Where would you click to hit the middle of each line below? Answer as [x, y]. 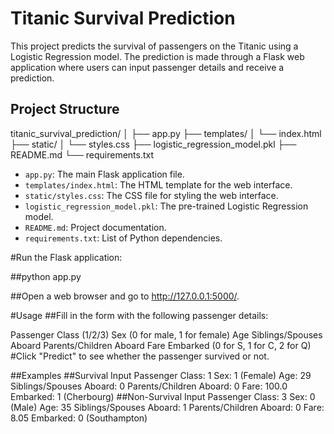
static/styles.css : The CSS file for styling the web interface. [151, 195]
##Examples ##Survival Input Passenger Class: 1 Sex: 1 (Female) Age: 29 [161, 375]
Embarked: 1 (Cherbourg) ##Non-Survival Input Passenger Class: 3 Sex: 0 [163, 396]
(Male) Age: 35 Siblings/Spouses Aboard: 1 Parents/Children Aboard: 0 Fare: [167, 407]
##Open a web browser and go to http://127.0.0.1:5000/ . [125, 296]
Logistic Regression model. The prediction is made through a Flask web [157, 56]
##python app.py [46, 276]
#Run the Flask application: [66, 257]
